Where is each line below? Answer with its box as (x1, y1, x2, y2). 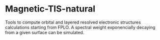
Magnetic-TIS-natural (5, 3, 96, 14)
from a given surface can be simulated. (5, 29, 84, 35)
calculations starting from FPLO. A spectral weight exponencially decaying (5, 24, 156, 30)
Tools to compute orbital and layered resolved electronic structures (5, 19, 141, 25)
